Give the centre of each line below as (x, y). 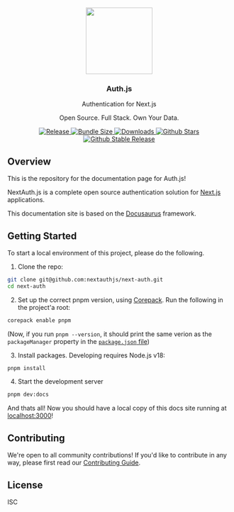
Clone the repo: (40, 267)
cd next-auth (27, 286)
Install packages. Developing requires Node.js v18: (91, 355)
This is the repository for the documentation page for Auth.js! (97, 179)
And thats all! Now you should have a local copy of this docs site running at (117, 408)
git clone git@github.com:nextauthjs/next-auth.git (85, 279)
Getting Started (42, 236)
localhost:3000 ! (30, 416)
